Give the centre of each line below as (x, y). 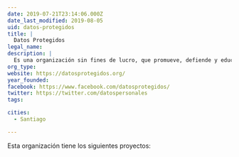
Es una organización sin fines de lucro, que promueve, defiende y (116, 60)
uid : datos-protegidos (41, 27)
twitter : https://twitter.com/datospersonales (78, 93)
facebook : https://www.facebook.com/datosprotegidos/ (89, 87)
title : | (20, 34)
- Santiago (30, 119)
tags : (15, 100)
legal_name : (25, 47)
